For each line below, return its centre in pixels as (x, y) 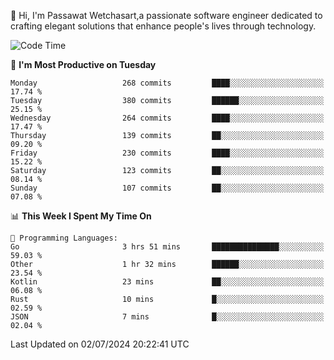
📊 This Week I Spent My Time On (81, 216)
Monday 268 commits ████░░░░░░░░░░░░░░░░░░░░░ (167, 83)
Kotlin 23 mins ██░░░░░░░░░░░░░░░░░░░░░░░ (167, 282)
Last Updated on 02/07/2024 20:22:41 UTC (100, 344)
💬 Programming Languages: (64, 238)
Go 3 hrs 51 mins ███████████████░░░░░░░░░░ (167, 247)
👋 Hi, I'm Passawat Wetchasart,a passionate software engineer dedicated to (166, 15)
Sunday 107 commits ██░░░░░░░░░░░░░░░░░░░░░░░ (167, 188)
